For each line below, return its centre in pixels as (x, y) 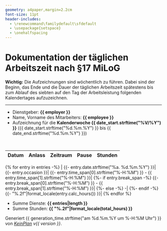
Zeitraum (61, 155)
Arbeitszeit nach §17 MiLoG (63, 68)
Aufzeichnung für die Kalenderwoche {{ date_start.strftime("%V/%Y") (87, 122)
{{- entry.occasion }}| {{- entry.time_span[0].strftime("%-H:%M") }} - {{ (79, 172)
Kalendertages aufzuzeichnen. (37, 98)
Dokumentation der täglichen (67, 58)
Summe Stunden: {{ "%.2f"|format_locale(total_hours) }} (72, 208)
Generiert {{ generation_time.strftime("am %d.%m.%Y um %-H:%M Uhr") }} (83, 218)
